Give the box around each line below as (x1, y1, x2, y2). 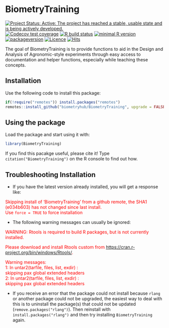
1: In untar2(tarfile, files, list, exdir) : (5, 265, 78, 270)
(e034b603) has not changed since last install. (5, 204, 102, 210)
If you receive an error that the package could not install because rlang (12, 290, 161, 296)
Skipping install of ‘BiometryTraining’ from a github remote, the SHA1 (5, 199, 147, 205)
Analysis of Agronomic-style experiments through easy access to (5, 51, 141, 57)
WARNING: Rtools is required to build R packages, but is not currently (5, 229, 149, 235)
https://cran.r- (106, 244, 135, 250)
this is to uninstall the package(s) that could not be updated (12, 301, 136, 307)
